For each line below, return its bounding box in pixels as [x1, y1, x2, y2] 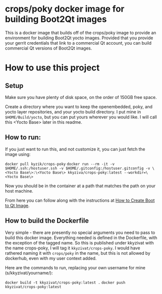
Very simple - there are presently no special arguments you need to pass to [5, 229, 156, 235]
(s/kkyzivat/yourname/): [5, 270, 53, 276]
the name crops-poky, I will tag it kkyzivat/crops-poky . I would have [5, 245, 140, 251]
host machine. [5, 188, 33, 194]
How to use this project [5, 62, 100, 73]
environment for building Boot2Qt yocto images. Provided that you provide [5, 35, 153, 41]
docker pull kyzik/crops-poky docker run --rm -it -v [5, 162, 115, 166]
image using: [5, 151, 31, 157]
